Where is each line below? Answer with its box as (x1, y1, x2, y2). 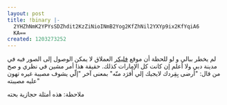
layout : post (7, 10, 45, 17)
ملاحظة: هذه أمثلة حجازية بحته (7, 90, 84, 99)
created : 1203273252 (7, 36, 67, 43)
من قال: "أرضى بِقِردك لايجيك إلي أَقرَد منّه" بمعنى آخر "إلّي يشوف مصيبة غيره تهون (7, 70, 221, 78)
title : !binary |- (7, 17, 60, 23)
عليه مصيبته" (7, 77, 40, 85)
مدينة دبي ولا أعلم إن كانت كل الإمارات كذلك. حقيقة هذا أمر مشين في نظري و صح (7, 62, 218, 70)
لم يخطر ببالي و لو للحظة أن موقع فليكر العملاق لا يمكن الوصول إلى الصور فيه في (7, 55, 217, 63)
